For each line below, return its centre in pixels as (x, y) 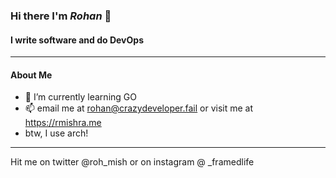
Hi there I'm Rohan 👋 (61, 16)
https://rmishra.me (63, 123)
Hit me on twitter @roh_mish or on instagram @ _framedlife (132, 162)
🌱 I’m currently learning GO (80, 97)
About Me (31, 75)
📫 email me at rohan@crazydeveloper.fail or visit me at (139, 108)
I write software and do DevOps (77, 40)
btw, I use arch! (56, 133)
